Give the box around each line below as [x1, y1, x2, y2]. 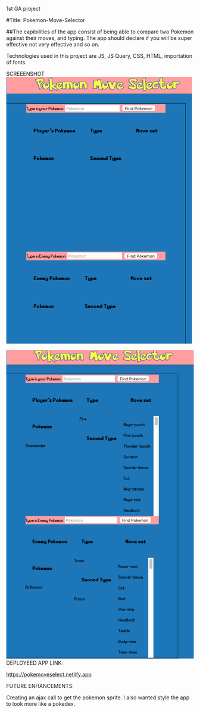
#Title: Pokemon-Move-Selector [6, 17, 85, 23]
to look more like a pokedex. [6, 700, 76, 707]
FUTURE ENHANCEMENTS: [6, 682, 74, 689]
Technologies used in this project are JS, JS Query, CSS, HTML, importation [6, 52, 192, 59]
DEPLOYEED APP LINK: [6, 659, 64, 666]
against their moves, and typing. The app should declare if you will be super [6, 35, 192, 41]
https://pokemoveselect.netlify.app [6, 671, 92, 678]
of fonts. [6, 59, 27, 66]
